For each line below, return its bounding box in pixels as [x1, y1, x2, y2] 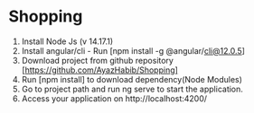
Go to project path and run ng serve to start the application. [21, 83, 243, 94]
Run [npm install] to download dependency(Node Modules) [21, 74, 243, 84]
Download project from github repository [21, 55, 174, 65]
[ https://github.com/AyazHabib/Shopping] [21, 65, 178, 75]
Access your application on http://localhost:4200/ [21, 92, 208, 104]
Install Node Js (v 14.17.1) [21, 36, 114, 47]
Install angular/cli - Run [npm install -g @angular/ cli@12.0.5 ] [21, 45, 246, 56]
